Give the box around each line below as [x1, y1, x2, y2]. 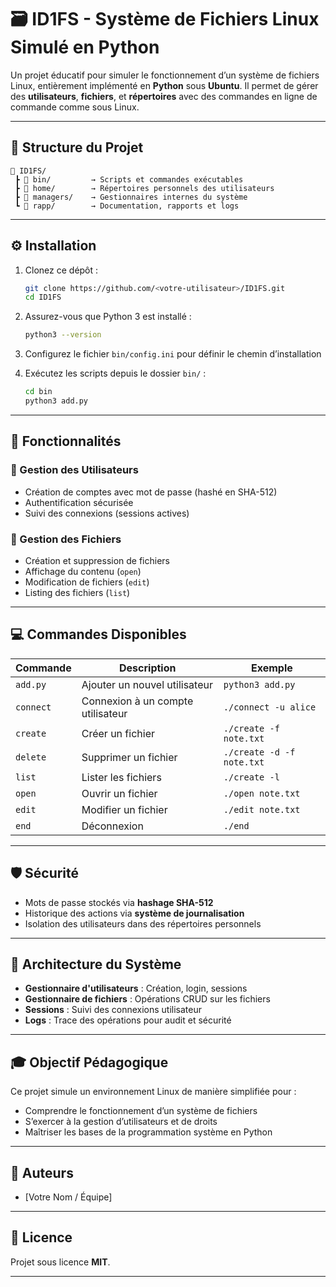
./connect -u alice [223, 701, 317, 713]
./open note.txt [223, 787, 301, 799]
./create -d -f [223, 746, 296, 758]
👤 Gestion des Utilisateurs [10, 463, 139, 477]
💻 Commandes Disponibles [10, 626, 187, 643]
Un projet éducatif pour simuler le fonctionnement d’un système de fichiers [10, 69, 320, 81]
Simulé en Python [10, 36, 160, 59]
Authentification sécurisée [24, 496, 134, 508]
